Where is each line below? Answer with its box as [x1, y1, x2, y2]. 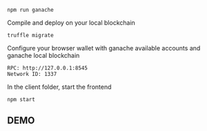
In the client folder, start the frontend [7, 83, 112, 91]
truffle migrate [7, 32, 54, 39]
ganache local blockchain [7, 52, 80, 59]
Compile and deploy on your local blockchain [7, 19, 136, 27]
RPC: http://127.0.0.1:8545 [7, 65, 88, 72]
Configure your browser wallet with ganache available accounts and [7, 44, 201, 52]
